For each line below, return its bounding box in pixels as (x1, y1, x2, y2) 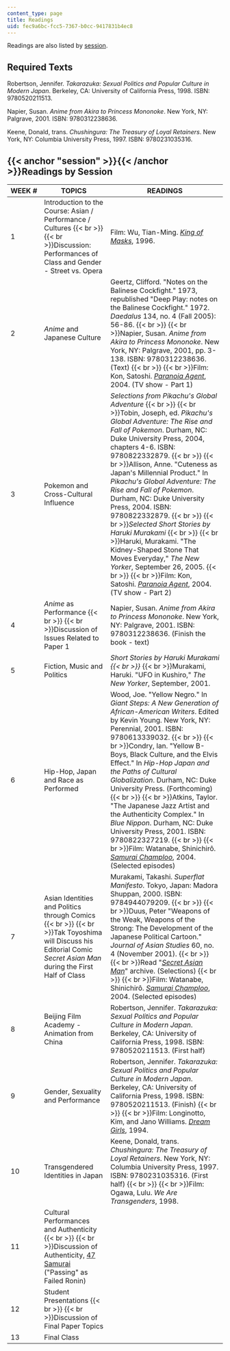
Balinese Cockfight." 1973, (110, 286, 198, 295)
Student (44, 1287, 70, 1296)
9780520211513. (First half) (110, 1046, 205, 1055)
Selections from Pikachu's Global (110, 391, 218, 401)
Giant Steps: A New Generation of (110, 698, 219, 707)
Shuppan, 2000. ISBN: (110, 889, 183, 898)
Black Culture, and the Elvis (129, 750, 218, 759)
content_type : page (7, 10, 63, 17)
